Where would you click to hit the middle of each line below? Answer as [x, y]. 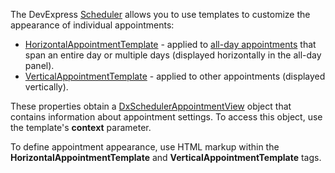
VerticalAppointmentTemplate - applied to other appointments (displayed [175, 76]
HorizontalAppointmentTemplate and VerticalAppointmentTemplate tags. [166, 157]
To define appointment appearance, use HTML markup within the [145, 147]
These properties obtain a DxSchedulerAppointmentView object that [151, 106]
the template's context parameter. [81, 127]
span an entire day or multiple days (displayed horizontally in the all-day [173, 55]
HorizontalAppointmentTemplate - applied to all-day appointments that [170, 44]
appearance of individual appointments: [92, 25]
